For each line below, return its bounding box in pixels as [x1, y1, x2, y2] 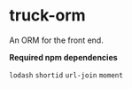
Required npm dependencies [9, 52, 118, 62]
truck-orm [9, 5, 86, 26]
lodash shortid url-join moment [9, 70, 124, 80]
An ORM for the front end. [9, 35, 104, 45]
